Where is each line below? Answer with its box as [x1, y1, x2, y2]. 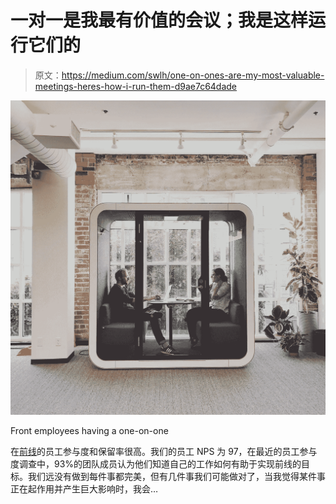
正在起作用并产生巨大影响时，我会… [10, 483, 159, 495]
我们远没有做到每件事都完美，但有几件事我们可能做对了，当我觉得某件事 [27, 471, 326, 483]
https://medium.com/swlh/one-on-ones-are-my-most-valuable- [61, 69, 325, 81]
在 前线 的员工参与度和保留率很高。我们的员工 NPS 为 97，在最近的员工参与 [10, 446, 318, 458]
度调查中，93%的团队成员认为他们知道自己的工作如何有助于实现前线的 [10, 458, 302, 470]
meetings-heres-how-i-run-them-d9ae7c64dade [34, 80, 238, 92]
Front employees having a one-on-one [10, 425, 169, 437]
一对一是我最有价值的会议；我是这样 [10, 9, 309, 32]
